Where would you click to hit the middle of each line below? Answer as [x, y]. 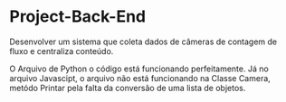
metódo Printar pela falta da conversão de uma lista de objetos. [128, 88]
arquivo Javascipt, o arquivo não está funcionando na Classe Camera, [140, 78]
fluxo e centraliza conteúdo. [62, 51]
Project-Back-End [78, 17]
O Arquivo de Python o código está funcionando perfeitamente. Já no [139, 69]
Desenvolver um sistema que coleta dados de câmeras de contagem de [143, 42]
